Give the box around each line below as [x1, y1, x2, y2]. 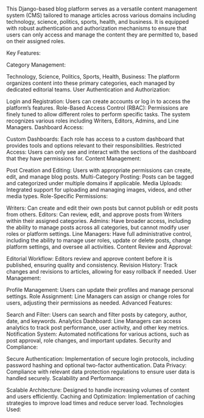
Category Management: [6, 61, 66, 68]
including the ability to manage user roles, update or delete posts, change [6, 237, 191, 244]
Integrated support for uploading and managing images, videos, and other [6, 186, 192, 193]
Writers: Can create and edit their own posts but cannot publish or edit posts [6, 204, 199, 211]
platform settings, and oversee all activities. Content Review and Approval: [6, 243, 193, 250]
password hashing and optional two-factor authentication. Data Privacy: [6, 362, 187, 369]
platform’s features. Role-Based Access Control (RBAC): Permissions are [6, 104, 189, 112]
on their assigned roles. [6, 38, 66, 44]
